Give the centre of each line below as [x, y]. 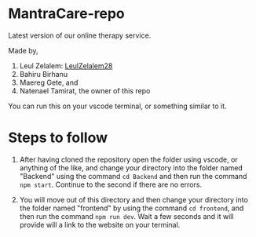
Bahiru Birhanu [44, 74]
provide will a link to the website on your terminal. [100, 224]
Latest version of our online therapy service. [80, 35]
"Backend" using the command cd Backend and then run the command [133, 176]
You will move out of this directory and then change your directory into [134, 199]
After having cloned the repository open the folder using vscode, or [128, 159]
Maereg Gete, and [49, 82]
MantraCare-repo [66, 14]
